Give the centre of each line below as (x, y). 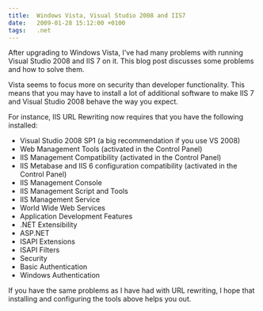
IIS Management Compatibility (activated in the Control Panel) (120, 157)
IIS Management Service (60, 199)
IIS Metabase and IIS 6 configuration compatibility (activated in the (128, 166)
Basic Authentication (53, 267)
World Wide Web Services (62, 208)
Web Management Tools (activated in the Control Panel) (111, 149)
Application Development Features (76, 216)
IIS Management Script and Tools (74, 192)
